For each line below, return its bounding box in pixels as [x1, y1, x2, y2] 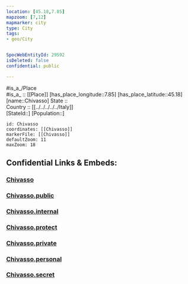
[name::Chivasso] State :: [6, 97, 68, 104]
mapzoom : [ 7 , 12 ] [6, 14, 46, 20]
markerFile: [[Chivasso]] [6, 131, 70, 137]
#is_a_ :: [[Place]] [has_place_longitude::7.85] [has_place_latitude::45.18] [6, 91, 183, 98]
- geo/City [6, 36, 33, 42]
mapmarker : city [6, 20, 46, 25]
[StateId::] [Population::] [6, 109, 65, 117]
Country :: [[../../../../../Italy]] [6, 103, 74, 110]
